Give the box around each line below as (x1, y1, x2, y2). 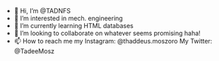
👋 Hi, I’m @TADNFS (13, 7, 71, 15)
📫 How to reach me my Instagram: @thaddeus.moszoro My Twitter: (13, 37, 213, 45)
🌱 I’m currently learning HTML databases (13, 22, 134, 29)
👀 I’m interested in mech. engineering (13, 14, 124, 22)
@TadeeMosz (13, 47, 55, 55)
